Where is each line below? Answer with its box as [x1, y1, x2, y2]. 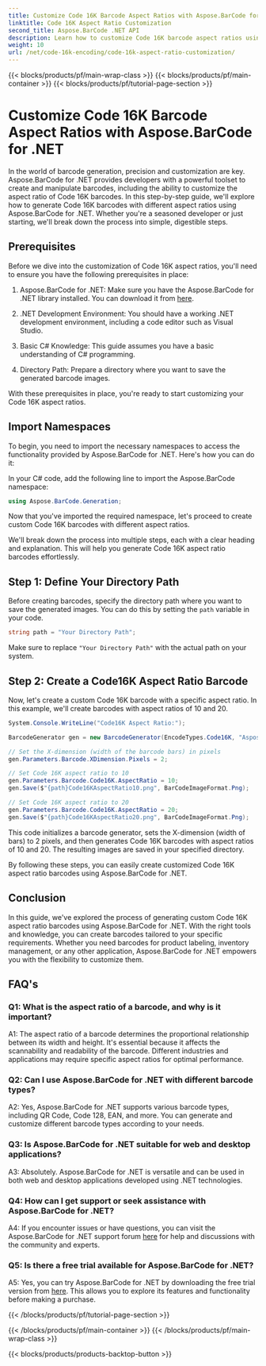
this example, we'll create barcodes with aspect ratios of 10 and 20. [8, 703, 228, 713]
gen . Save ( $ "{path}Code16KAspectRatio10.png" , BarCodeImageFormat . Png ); [8, 784, 249, 792]
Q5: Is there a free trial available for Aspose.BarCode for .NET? [8, 1260, 254, 1271]
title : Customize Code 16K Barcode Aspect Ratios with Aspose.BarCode [8, 11, 246, 20]
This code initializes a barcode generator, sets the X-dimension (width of [8, 827, 245, 837]
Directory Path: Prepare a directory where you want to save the [19, 364, 226, 374]
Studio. [19, 325, 44, 335]
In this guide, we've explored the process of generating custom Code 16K [8, 912, 248, 922]
